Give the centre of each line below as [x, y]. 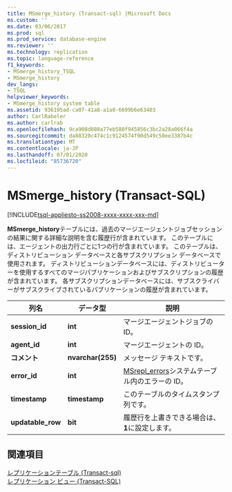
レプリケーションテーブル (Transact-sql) [65, 472]
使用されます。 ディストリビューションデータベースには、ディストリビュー [113, 263]
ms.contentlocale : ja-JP [43, 149]
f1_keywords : [26, 65]
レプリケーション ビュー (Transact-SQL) [64, 481]
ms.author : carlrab [35, 123]
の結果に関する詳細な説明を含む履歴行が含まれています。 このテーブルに [110, 237]
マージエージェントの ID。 [166, 345]
